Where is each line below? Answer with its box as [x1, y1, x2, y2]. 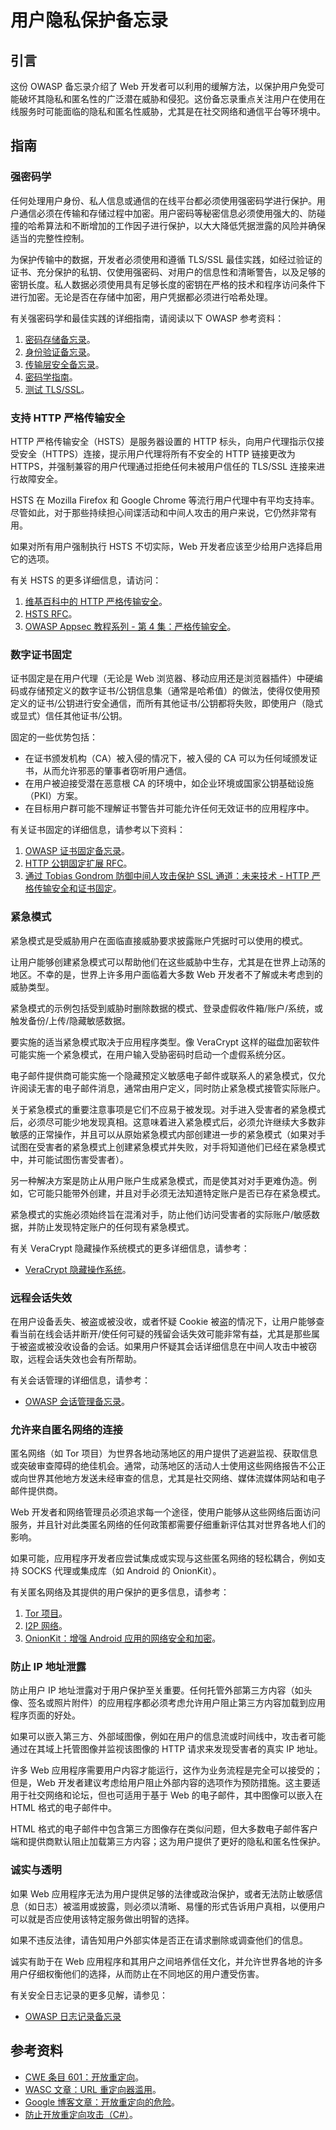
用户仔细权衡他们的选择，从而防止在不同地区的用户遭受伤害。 [10, 1967, 265, 1980]
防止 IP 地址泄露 [10, 1660, 87, 1674]
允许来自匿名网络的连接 [10, 1422, 123, 1436]
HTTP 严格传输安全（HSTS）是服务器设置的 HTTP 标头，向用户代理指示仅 [10, 435, 316, 447]
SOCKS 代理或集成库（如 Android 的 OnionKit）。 [21, 1565, 222, 1577]
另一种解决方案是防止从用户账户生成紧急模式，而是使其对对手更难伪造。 [10, 1174, 308, 1186]
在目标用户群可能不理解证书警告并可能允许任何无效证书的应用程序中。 [24, 802, 315, 815]
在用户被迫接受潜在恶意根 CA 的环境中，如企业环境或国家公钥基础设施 [24, 777, 315, 790]
